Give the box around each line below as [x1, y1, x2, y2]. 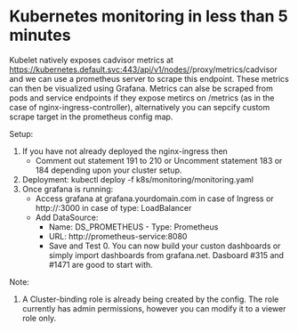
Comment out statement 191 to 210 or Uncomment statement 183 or [35, 155, 283, 166]
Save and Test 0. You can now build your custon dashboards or [48, 240, 281, 251]
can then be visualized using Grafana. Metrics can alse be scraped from [9, 83, 274, 93]
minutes [9, 25, 71, 45]
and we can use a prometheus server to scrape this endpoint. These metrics [9, 73, 289, 84]
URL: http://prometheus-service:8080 [48, 231, 188, 241]
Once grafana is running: [21, 183, 114, 194]
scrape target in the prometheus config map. [9, 111, 173, 122]
